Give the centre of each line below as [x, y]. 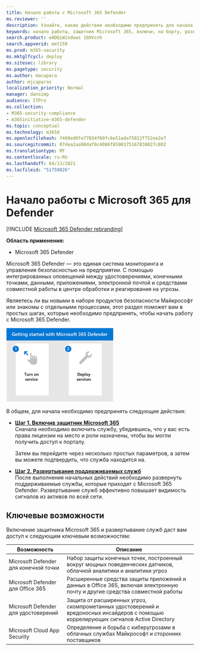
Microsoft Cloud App [34, 630]
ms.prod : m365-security [36, 51]
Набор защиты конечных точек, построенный [124, 558]
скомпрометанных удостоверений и [113, 606]
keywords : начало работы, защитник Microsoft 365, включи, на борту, [94, 32]
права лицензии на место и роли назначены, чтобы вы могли [93, 436]
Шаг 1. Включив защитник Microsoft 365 [67, 423]
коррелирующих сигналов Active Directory [121, 619]
